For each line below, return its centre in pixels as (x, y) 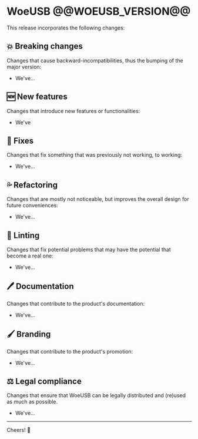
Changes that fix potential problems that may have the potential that (89, 250)
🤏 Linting (23, 235)
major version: (24, 67)
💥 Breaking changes (45, 46)
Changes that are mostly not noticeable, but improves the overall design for (98, 199)
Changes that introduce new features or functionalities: (73, 111)
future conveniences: (32, 206)
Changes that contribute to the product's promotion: (70, 351)
